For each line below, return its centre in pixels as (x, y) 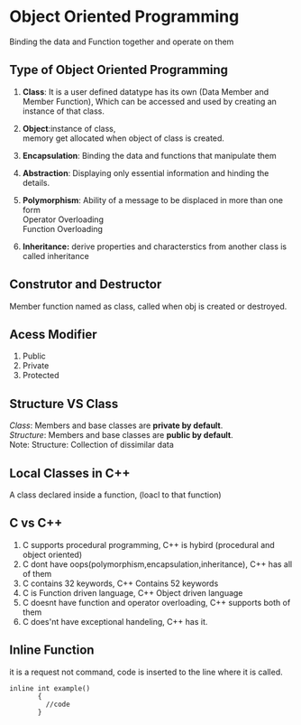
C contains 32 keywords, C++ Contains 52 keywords (120, 583)
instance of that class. (64, 111)
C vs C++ (36, 523)
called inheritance (56, 256)
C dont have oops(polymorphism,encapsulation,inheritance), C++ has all (157, 564)
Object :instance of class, (69, 128)
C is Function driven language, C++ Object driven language (132, 592)
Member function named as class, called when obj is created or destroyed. (148, 306)
